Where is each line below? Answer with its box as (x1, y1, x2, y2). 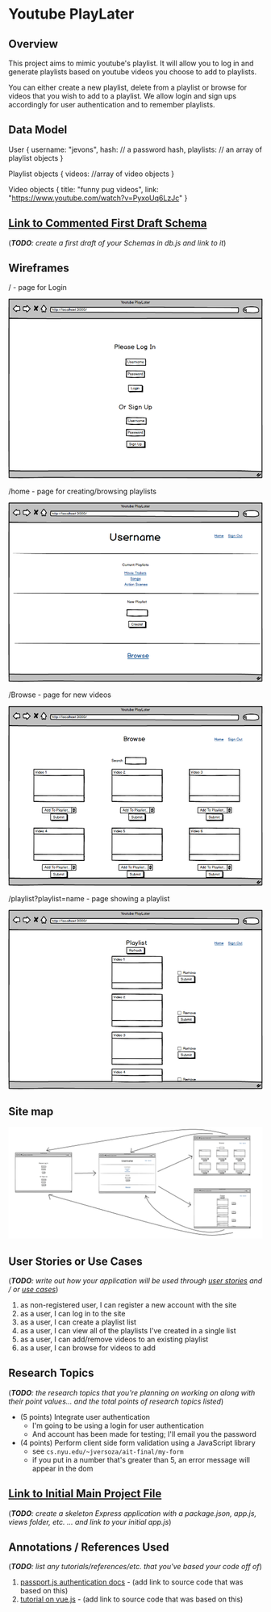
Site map (8, 1105, 54, 1119)
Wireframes (8, 262, 70, 275)
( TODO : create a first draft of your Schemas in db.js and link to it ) (8, 237, 227, 247)
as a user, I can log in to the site (19, 1309, 126, 1319)
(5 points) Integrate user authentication (19, 1412, 151, 1421)
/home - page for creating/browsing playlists (8, 486, 157, 496)
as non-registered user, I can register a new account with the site (19, 1300, 237, 1310)
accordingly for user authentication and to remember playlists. (8, 100, 215, 109)
